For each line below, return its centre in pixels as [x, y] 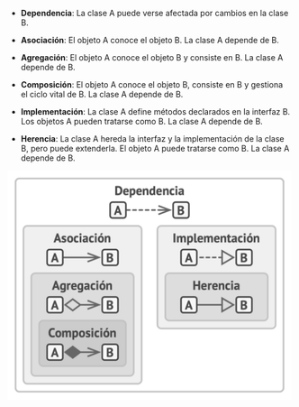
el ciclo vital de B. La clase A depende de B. [102, 94]
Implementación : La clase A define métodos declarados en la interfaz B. [155, 111]
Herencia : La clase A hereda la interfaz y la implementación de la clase [152, 139]
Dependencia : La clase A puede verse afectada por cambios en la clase [154, 13]
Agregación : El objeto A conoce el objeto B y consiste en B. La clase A [152, 57]
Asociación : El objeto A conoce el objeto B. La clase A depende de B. [150, 40]
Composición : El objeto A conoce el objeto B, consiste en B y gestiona [152, 84]
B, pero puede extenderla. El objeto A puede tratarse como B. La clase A [155, 148]
